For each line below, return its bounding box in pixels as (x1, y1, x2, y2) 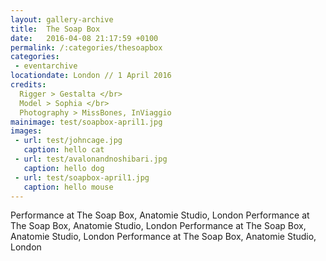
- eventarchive (14, 61, 78, 71)
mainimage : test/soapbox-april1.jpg (10, 117, 163, 127)
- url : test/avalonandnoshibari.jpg (14, 154, 168, 164)
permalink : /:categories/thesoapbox (10, 42, 163, 53)
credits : (10, 80, 47, 90)
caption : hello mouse (23, 182, 114, 192)
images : (10, 126, 43, 136)
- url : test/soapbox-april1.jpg (14, 172, 150, 183)
